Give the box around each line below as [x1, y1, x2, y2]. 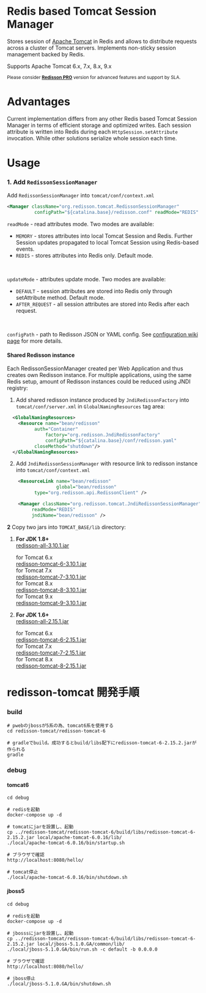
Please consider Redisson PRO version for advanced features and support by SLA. [7, 74, 181, 80]
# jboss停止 [7, 975, 35, 981]
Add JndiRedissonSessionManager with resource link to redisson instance [15, 460, 198, 467]
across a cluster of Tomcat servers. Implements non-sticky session [7, 44, 176, 51]
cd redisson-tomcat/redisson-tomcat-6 [7, 728, 106, 734]
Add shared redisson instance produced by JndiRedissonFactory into [15, 397, 189, 404]
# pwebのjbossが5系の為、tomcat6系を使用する [7, 723, 114, 729]
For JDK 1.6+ [15, 611, 50, 618]
